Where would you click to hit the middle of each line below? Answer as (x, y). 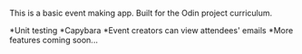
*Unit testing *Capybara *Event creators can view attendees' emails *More (151, 30)
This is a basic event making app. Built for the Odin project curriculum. (141, 13)
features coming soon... (54, 40)
